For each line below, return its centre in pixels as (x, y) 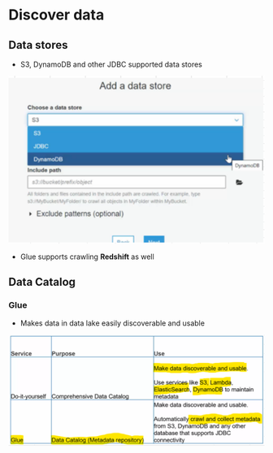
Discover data (56, 15)
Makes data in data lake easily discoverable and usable (113, 323)
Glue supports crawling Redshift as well (87, 257)
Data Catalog (42, 282)
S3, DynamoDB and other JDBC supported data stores (111, 64)
